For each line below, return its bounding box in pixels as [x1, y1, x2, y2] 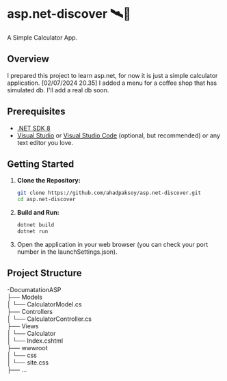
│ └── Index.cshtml [7, 337, 64, 345]
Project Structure [7, 267, 82, 279]
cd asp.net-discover [16, 196, 76, 203]
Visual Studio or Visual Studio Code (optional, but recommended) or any [16, 131, 221, 140]
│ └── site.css [7, 358, 49, 367]
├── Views [7, 321, 39, 330]
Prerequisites [7, 106, 66, 118]
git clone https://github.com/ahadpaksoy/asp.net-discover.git [16, 189, 202, 196]
